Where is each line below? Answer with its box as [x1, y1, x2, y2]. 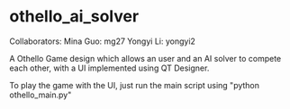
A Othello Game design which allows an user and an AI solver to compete [9, 53, 282, 63]
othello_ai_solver [9, 6, 140, 27]
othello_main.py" [9, 89, 72, 100]
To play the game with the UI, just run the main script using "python [9, 80, 259, 90]
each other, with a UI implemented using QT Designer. [9, 63, 210, 73]
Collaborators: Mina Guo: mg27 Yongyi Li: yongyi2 [9, 36, 196, 46]
